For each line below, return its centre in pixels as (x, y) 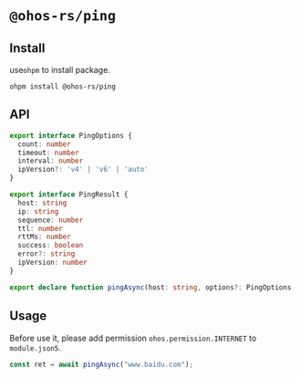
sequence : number (51, 220)
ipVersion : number (53, 263)
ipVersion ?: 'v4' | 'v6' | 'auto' (83, 170)
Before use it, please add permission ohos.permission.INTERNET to (133, 338)
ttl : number (41, 228)
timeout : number (48, 152)
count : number (44, 144)
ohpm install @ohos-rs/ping (63, 87)
